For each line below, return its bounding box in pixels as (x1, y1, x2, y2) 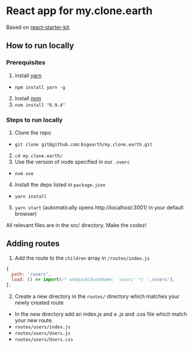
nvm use (14, 170, 34, 176)
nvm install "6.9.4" (14, 102, 66, 108)
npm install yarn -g (14, 84, 66, 90)
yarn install (14, 193, 47, 199)
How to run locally (6, 41, 74, 51)
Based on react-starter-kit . (6, 24, 71, 31)
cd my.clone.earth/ (14, 153, 63, 159)
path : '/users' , (11, 271, 51, 277)
